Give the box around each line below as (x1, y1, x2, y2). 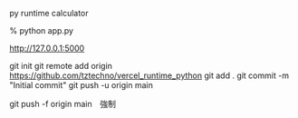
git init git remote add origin (9, 61, 113, 71)
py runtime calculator (9, 8, 89, 18)
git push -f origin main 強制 (9, 99, 116, 109)
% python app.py (9, 25, 74, 35)
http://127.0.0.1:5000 (9, 43, 85, 54)
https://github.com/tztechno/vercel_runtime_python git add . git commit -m (9, 70, 290, 81)
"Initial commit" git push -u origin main (9, 80, 154, 90)
